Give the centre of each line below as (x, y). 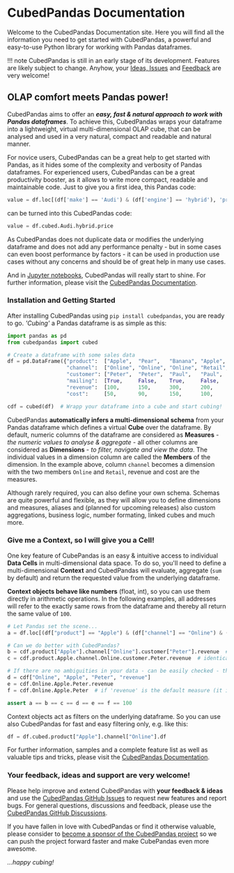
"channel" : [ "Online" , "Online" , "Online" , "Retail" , (148, 368)
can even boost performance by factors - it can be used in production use (114, 254)
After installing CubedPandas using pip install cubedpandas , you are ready (116, 315)
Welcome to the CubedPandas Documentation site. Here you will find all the (116, 32)
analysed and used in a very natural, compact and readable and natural (109, 136)
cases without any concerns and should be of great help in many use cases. (117, 261)
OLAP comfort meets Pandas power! (88, 97)
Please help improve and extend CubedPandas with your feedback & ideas (115, 791)
